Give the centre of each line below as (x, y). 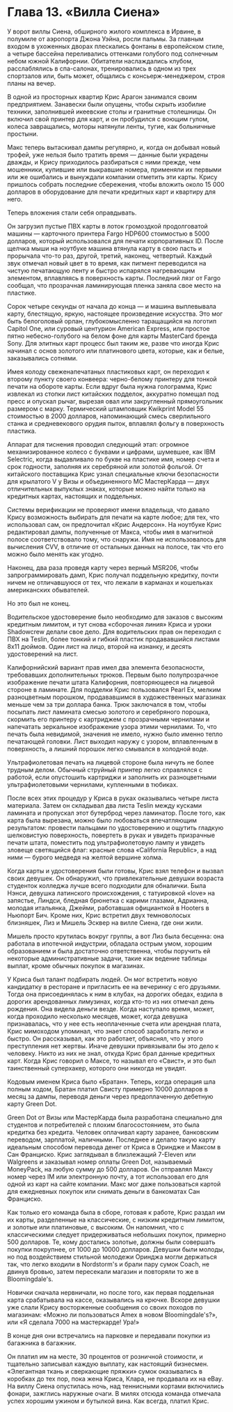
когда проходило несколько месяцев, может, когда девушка (98, 1016)
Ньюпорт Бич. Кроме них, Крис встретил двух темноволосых (99, 915)
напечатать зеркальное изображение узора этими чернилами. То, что (112, 726)
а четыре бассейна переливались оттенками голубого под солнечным (113, 54)
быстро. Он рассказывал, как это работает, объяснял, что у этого (105, 1038)
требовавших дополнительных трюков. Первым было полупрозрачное (113, 675)
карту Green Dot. (32, 1104)
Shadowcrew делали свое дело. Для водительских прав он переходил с (114, 631)
